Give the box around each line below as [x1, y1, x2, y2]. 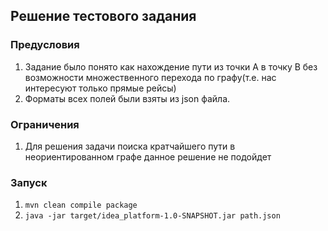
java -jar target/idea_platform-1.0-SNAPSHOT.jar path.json [24, 211, 281, 221]
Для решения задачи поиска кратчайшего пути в [24, 140, 236, 152]
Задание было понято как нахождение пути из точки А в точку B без [24, 60, 318, 73]
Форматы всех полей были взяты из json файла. [24, 92, 231, 104]
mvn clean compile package [24, 200, 138, 211]
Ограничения [10, 117, 80, 131]
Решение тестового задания [10, 8, 197, 25]
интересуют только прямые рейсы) [24, 82, 177, 94]
